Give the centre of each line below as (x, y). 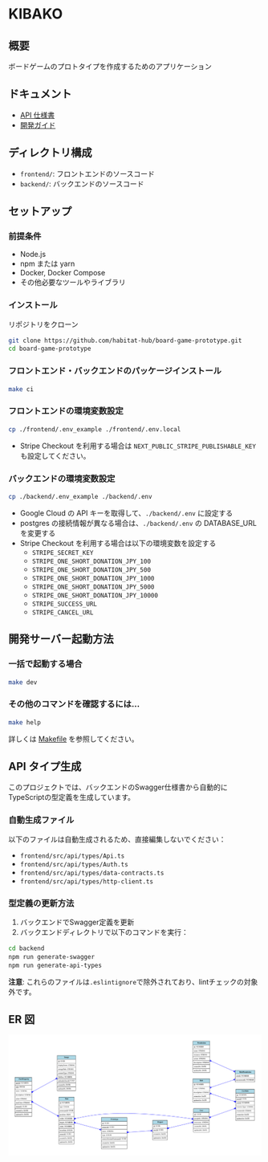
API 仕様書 (37, 115)
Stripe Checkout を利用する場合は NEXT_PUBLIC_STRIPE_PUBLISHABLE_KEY (138, 446)
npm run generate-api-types (55, 965)
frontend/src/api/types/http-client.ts (87, 881)
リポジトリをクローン (43, 324)
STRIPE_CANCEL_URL (63, 612)
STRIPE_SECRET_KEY (63, 552)
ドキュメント (40, 94)
